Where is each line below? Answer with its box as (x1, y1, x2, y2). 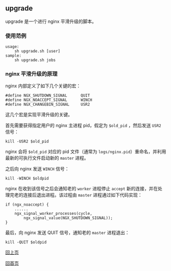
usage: (5, 44, 19, 50)
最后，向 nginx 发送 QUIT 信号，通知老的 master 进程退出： (5, 230, 130, 236)
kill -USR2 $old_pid (5, 139, 50, 144)
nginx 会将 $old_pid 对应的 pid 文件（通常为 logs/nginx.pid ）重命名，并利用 (5, 149, 166, 155)
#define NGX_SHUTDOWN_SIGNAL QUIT (5, 93, 90, 98)
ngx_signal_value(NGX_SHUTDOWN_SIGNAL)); (23, 215, 113, 221)
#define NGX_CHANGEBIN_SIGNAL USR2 (5, 102, 90, 107)
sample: (5, 53, 22, 58)
